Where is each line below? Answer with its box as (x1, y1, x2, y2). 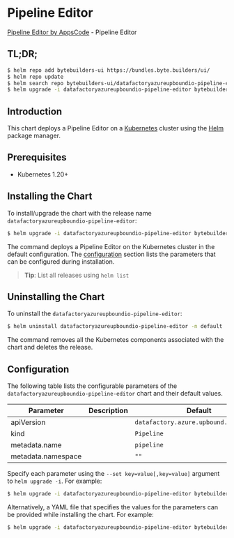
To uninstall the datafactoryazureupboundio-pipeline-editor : (7, 309, 182, 318)
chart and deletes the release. (7, 343, 93, 352)
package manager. (7, 131, 61, 140)
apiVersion (10, 417, 46, 427)
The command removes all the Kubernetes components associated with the (7, 336, 224, 344)
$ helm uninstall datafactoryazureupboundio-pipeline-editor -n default (7, 323, 223, 330)
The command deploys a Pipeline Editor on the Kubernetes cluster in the (7, 242, 215, 251)
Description (88, 406, 129, 416)
